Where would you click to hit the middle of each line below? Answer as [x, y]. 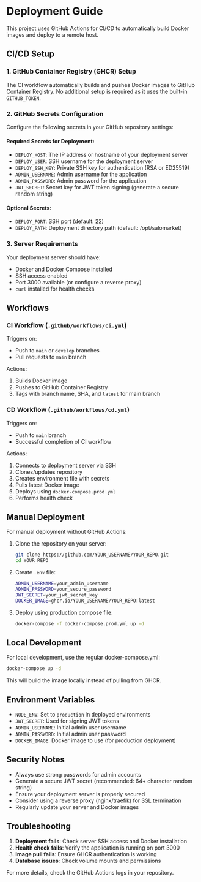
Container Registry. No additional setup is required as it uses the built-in [97, 91]
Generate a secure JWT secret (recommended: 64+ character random [104, 781]
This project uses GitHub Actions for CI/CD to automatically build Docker [98, 28]
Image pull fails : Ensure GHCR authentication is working [86, 854]
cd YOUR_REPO [32, 561]
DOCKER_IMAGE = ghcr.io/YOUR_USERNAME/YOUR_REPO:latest [85, 601]
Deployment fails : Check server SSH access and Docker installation [101, 841]
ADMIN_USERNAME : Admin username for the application [81, 174]
